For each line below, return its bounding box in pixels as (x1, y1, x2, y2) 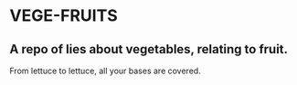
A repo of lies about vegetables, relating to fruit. (9, 42, 289, 57)
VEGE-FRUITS (9, 5, 119, 26)
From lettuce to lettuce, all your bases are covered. (9, 65, 201, 76)
